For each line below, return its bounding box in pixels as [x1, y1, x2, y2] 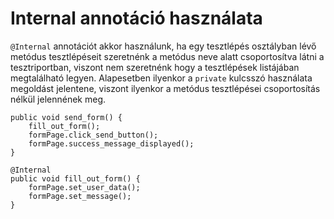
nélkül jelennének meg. [10, 93, 107, 105]
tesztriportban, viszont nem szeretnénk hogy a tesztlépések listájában [10, 61, 300, 73]
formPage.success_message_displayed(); [28, 138, 195, 149]
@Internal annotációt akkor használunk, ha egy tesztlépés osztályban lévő [10, 40, 317, 52]
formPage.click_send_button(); [28, 130, 159, 140]
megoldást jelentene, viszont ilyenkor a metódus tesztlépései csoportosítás [10, 82, 321, 94]
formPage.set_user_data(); [28, 182, 141, 192]
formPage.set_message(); [28, 191, 132, 201]
